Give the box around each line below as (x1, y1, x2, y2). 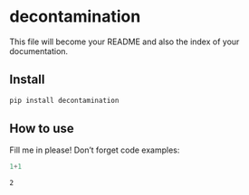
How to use (9, 121, 74, 136)
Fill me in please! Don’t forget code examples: (9, 144, 180, 155)
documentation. (9, 45, 69, 56)
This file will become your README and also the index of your (9, 36, 240, 47)
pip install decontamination (9, 96, 120, 105)
